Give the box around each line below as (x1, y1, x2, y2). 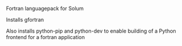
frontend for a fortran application (6, 34, 85, 40)
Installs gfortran (6, 16, 44, 23)
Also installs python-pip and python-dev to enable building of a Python (6, 27, 176, 34)
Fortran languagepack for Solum (6, 5, 84, 12)
